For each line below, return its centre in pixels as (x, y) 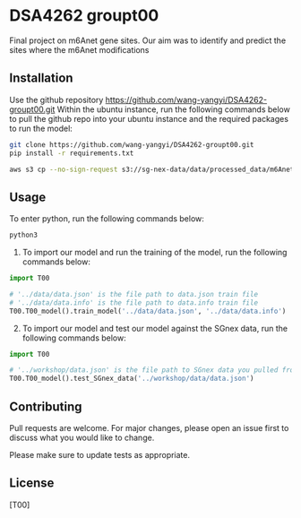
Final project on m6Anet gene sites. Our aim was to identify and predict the (148, 40)
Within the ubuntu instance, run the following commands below (174, 109)
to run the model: (41, 128)
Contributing (46, 406)
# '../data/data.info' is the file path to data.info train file (133, 302)
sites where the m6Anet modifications (79, 49)
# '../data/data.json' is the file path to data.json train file (133, 294)
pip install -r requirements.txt (72, 153)
